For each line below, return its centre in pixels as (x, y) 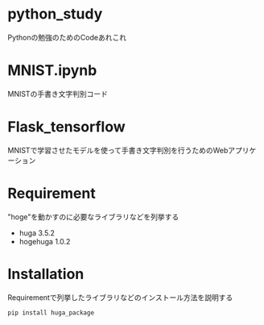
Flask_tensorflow (66, 127)
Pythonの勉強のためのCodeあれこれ (67, 37)
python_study (55, 14)
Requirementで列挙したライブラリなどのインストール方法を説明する (120, 297)
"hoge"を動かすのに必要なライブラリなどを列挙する (93, 217)
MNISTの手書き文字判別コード (58, 94)
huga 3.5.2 (37, 233)
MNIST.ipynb (52, 71)
